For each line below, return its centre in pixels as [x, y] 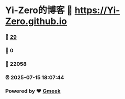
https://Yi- [97, 10]
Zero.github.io [36, 21]
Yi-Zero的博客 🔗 [39, 10]
